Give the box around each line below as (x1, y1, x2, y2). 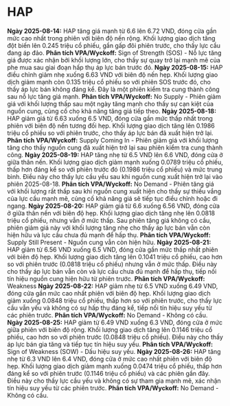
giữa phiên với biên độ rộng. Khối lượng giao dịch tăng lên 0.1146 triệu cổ (7, 325, 213, 333)
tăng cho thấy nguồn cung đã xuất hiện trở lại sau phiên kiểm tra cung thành (7, 143, 223, 152)
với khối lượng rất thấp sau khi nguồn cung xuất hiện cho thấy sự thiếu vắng (7, 187, 222, 195)
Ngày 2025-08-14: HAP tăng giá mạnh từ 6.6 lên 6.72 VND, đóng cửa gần (7, 27, 217, 35)
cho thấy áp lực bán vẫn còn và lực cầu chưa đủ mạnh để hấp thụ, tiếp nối (7, 267, 217, 275)
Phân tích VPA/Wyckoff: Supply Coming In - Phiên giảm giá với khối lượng (7, 136, 218, 144)
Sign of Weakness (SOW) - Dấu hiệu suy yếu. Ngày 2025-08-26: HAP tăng (7, 347, 221, 355)
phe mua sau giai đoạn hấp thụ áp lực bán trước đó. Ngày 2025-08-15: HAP (7, 63, 223, 71)
